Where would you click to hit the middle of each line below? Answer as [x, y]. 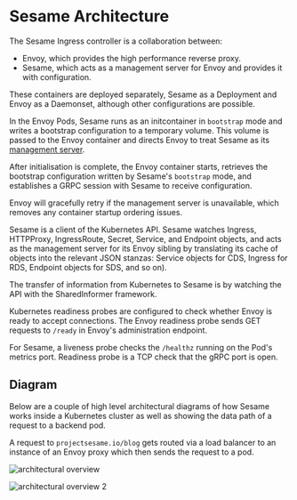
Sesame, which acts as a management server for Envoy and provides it [152, 68]
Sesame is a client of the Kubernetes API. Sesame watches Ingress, [133, 230]
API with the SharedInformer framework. [83, 294]
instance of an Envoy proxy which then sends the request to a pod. [132, 452]
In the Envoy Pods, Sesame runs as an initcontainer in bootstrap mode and [146, 121]
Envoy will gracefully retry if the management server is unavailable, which [144, 203]
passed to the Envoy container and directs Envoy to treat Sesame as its [139, 140]
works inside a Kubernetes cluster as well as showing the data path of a [141, 415]
